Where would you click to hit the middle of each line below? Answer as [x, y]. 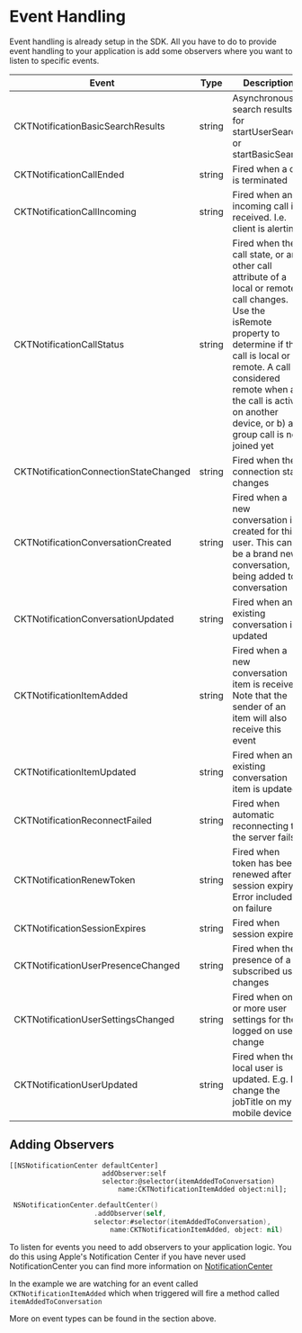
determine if [258, 344]
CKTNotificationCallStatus [69, 344]
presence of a [262, 959]
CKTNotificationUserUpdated [76, 1085]
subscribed [256, 971]
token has [253, 863]
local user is [258, 1067]
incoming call [261, 206]
